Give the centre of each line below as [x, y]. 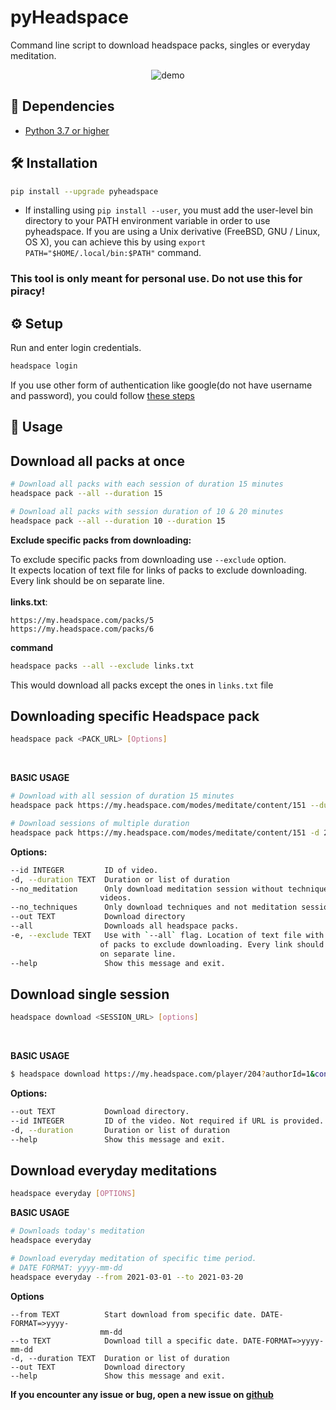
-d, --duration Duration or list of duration [120, 1130]
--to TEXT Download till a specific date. [125, 1341]
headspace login [44, 366]
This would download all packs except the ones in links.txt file [142, 685]
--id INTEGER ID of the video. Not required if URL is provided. [167, 1121]
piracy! [28, 291]
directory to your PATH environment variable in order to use [147, 221]
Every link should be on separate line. [87, 580]
